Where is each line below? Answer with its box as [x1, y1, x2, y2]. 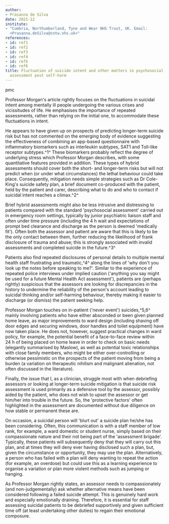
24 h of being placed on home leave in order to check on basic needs [5, 339, 150, 345]
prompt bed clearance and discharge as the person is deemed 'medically [5, 223, 157, 229]
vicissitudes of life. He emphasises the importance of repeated [5, 107, 136, 113]
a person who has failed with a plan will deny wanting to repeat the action [5, 454, 158, 461]
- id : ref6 [5, 63, 28, 69]
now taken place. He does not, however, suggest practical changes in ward [5, 328, 161, 334]
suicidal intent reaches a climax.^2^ [5, 192, 79, 198]
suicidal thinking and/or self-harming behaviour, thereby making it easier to [5, 292, 161, 298]
